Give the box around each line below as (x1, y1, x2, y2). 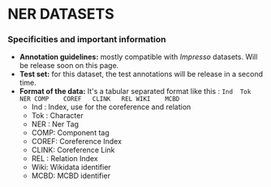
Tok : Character (31, 111, 84, 121)
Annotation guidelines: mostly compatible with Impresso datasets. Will (19, 52, 258, 62)
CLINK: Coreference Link (31, 145, 115, 155)
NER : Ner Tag (31, 119, 79, 130)
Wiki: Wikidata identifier (31, 163, 111, 172)
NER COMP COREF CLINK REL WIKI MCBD (19, 95, 180, 104)
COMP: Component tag (31, 128, 110, 138)
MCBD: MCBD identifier (31, 171, 111, 181)
